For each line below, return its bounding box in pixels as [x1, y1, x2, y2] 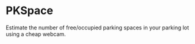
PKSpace [6, 4, 53, 18]
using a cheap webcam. [6, 30, 66, 37]
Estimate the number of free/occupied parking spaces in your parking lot [6, 24, 189, 31]
